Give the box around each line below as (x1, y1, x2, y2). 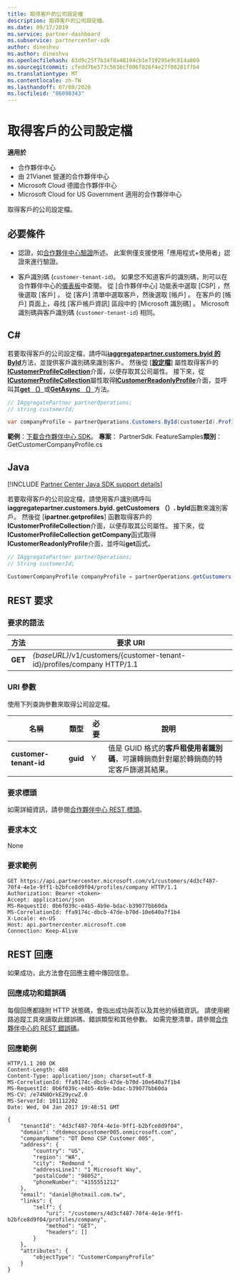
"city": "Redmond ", (33, 1160, 94, 1167)
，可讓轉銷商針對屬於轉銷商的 (115, 754, 216, 764)
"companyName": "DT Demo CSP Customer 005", (20, 1135, 155, 1142)
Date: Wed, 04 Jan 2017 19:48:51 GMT (7, 1104, 120, 1111)
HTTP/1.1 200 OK (7, 1060, 56, 1067)
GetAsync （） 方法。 (49, 385, 114, 393)
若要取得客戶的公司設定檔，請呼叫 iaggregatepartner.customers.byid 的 (7, 349, 221, 358)
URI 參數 (7, 682, 36, 692)
